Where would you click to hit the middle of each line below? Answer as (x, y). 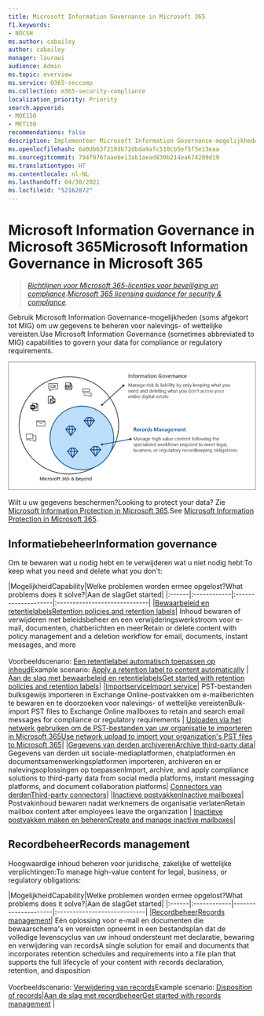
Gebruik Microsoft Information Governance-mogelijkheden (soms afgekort (128, 317)
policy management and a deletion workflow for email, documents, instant (128, 637)
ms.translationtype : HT (47, 166)
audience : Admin (35, 67)
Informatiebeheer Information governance (113, 544)
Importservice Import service (151, 686)
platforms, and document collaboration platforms (87, 787)
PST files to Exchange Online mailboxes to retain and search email (138, 711)
